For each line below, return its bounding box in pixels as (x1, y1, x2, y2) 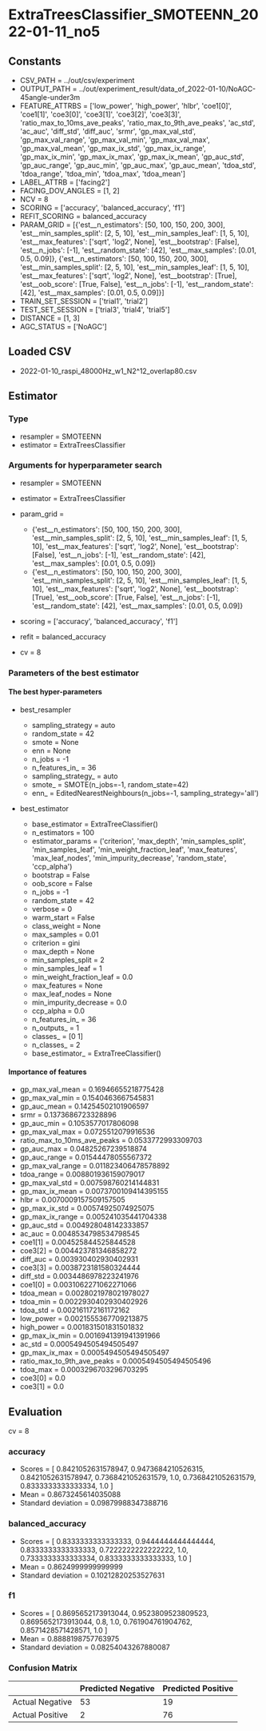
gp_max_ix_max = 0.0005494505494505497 (19, 1348, 169, 1358)
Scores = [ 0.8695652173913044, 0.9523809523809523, (19, 1608, 209, 1618)
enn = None (31, 746, 71, 755)
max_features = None (31, 981, 103, 990)
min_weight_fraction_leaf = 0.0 (31, 972, 133, 981)
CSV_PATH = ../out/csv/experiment (19, 76, 135, 85)
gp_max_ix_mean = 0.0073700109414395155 (19, 1187, 169, 1196)
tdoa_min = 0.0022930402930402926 (19, 1297, 149, 1307)
